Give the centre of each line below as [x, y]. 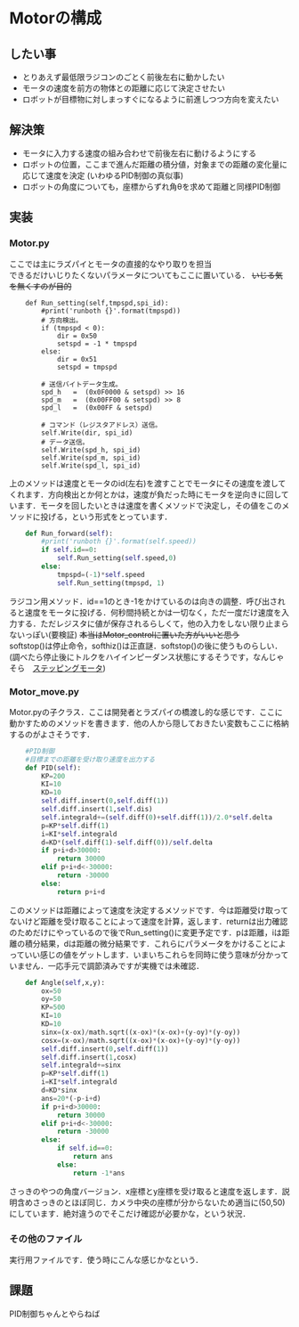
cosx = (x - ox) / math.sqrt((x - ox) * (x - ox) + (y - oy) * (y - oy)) [141, 1040]
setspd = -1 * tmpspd [97, 344]
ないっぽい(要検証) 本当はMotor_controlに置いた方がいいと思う [125, 634]
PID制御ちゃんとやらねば [55, 1314]
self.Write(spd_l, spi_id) [91, 465]
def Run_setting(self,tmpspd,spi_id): [97, 303]
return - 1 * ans [99, 1173]
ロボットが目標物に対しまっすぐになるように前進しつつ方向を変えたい [150, 99]
